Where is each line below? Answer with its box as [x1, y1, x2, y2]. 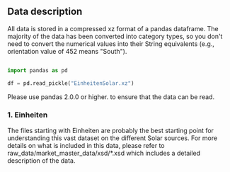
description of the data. [7, 156, 76, 165]
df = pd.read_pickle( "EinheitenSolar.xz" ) [7, 79, 134, 87]
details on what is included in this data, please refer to [7, 141, 165, 149]
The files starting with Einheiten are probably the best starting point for [7, 126, 214, 134]
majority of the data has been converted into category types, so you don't [7, 32, 223, 40]
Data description [7, 6, 83, 18]
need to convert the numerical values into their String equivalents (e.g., [7, 39, 214, 48]
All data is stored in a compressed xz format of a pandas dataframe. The [7, 24, 219, 33]
